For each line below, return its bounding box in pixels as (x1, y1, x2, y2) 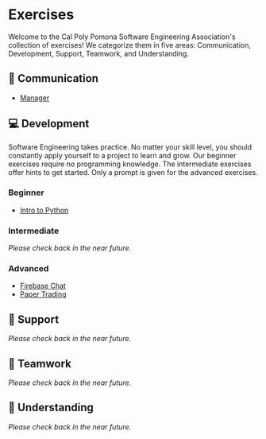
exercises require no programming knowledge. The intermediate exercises (8, 159, 252, 169)
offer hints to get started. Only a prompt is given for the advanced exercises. (8, 167, 258, 177)
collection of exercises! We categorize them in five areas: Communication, (8, 40, 252, 49)
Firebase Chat (19, 281, 66, 291)
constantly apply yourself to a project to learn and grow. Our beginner (8, 150, 237, 160)
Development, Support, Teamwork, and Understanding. (8, 49, 189, 58)
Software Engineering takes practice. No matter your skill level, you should (8, 142, 253, 152)
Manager (19, 93, 50, 103)
